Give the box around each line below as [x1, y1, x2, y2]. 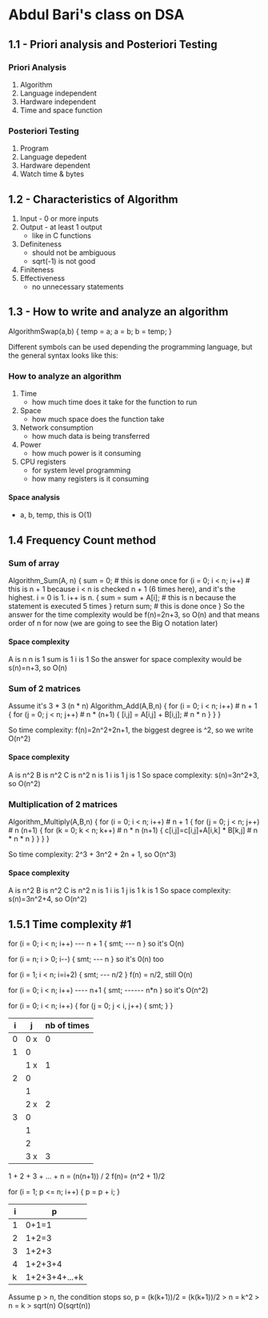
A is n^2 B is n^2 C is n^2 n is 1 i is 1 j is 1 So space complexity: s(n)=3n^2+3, [8, 770, 260, 780]
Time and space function [19, 105, 102, 115]
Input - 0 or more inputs [19, 213, 99, 223]
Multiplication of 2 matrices [8, 798, 118, 809]
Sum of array [8, 558, 60, 569]
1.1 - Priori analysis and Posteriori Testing [8, 38, 218, 51]
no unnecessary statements [31, 282, 124, 291]
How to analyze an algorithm [8, 371, 122, 382]
